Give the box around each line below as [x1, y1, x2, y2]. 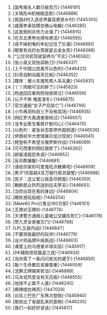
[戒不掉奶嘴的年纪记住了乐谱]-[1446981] [12, 41, 95, 47]
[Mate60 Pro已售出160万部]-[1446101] [12, 201, 90, 206]
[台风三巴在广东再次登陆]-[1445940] [12, 292, 87, 298]
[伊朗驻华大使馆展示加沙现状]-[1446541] [12, 133, 94, 139]
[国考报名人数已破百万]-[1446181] [12, 4, 80, 10]
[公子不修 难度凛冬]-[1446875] [12, 96, 75, 102]
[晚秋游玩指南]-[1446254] [12, 194, 65, 200]
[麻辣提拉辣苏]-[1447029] [12, 287, 65, 292]
